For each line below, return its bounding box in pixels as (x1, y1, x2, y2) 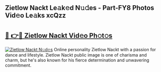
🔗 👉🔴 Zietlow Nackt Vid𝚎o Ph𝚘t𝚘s (5, 31, 113, 40)
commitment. (5, 62, 32, 68)
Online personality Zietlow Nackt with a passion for (54, 47, 156, 52)
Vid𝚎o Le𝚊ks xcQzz (5, 12, 66, 20)
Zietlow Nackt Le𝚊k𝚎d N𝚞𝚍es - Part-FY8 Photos (5, 4, 155, 12)
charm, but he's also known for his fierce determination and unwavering (5, 58, 149, 63)
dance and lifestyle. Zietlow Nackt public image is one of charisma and (5, 52, 147, 58)
